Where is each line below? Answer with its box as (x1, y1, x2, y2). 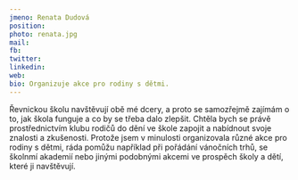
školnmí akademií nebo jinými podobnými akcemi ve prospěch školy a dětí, (9, 151, 284, 161)
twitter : (9, 54, 42, 63)
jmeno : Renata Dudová (9, 12, 90, 22)
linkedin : (9, 63, 46, 72)
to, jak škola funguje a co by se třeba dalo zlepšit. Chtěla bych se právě (9, 113, 271, 124)
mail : (9, 37, 29, 47)
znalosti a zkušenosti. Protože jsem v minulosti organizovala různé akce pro (9, 132, 287, 143)
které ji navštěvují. (9, 160, 76, 171)
